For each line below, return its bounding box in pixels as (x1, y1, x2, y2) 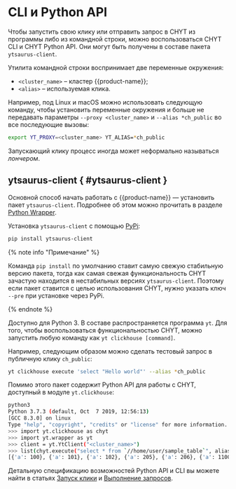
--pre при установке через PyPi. (8, 291, 104, 300)
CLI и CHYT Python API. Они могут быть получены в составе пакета (8, 42, 211, 51)
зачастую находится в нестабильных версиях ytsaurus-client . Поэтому (8, 276, 224, 285)
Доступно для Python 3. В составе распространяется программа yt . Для (8, 319, 228, 327)
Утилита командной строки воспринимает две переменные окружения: (8, 63, 224, 72)
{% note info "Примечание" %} (8, 248, 100, 256)
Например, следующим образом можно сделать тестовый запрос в (8, 347, 213, 355)
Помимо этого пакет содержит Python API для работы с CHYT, (8, 380, 197, 389)
